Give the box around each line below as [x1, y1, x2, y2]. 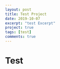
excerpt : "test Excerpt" [5, 20, 56, 26]
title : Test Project [5, 12, 47, 17]
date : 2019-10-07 [5, 16, 40, 21]
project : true [5, 25, 34, 30]
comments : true [5, 34, 36, 39]
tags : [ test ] [5, 30, 32, 34]
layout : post [5, 7, 32, 12]
